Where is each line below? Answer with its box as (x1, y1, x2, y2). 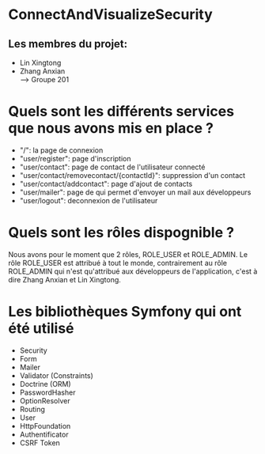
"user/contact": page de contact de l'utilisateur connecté (19, 162, 206, 172)
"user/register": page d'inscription (19, 153, 132, 163)
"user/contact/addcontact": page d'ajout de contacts (19, 179, 193, 188)
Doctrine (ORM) (19, 379, 71, 388)
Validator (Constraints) (19, 370, 93, 380)
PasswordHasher (19, 388, 76, 397)
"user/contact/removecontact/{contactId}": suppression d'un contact (19, 170, 246, 180)
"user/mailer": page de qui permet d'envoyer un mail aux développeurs (19, 187, 252, 197)
